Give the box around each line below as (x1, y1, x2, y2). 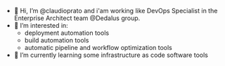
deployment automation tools (24, 28, 110, 37)
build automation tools (24, 36, 89, 44)
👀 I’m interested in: (13, 22, 68, 29)
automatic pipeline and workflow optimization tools (24, 44, 172, 51)
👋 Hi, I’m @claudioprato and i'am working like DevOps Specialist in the (13, 7, 218, 15)
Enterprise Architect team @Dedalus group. (13, 14, 141, 22)
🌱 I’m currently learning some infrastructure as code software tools (13, 51, 209, 59)
